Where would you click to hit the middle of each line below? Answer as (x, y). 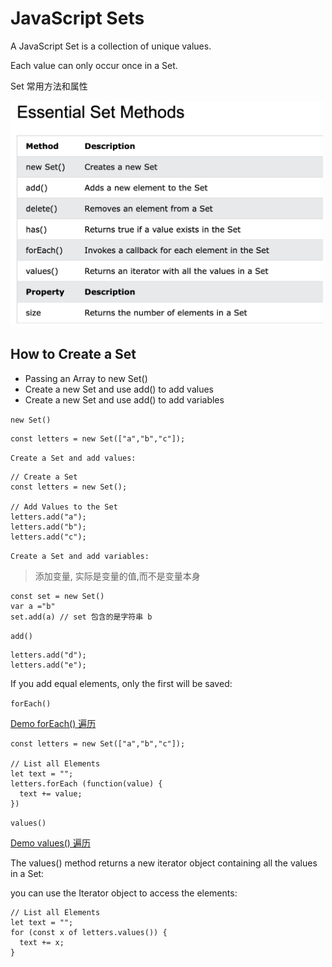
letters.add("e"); (48, 665)
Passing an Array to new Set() (86, 378)
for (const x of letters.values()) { (89, 932)
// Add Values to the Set (64, 507)
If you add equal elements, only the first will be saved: (121, 683)
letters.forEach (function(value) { (86, 783)
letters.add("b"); (48, 527)
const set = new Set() (57, 596)
